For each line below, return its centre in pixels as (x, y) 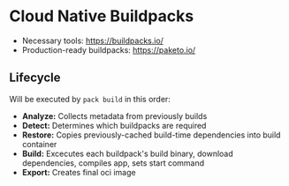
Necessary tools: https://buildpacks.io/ (92, 41)
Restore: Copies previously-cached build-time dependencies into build (151, 135)
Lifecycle (35, 78)
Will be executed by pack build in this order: (90, 99)
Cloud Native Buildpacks (102, 16)
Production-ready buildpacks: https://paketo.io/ (109, 49)
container (39, 144)
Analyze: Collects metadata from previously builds (114, 115)
